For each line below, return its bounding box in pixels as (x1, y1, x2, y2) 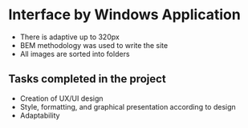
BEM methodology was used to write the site (19, 40, 169, 50)
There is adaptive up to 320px (19, 32, 120, 42)
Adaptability (19, 110, 60, 120)
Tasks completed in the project (8, 72, 166, 86)
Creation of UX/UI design (19, 94, 104, 103)
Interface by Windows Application (8, 6, 241, 24)
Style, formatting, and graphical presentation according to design (19, 102, 237, 111)
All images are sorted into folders (19, 49, 130, 58)
